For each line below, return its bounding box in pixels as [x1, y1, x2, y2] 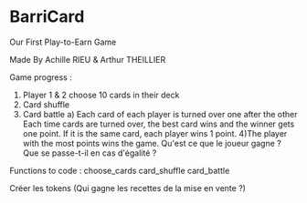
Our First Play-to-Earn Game [9, 36, 117, 47]
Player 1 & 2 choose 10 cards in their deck [22, 89, 180, 100]
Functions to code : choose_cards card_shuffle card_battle [9, 165, 230, 176]
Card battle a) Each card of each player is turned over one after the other [22, 108, 298, 119]
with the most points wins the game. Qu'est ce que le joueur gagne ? [22, 137, 281, 148]
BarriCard [9, 6, 85, 27]
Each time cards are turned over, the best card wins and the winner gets [22, 118, 295, 129]
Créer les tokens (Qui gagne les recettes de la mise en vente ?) [9, 182, 247, 193]
